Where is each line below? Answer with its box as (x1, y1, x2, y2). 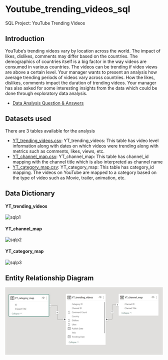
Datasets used (5, 114, 51, 123)
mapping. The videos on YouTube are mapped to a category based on (12, 169, 157, 175)
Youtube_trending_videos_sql (5, 3, 130, 15)
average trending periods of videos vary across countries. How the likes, (5, 74, 155, 80)
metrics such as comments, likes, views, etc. (12, 148, 105, 154)
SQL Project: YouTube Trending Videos (5, 20, 85, 26)
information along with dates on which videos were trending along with (12, 142, 159, 148)
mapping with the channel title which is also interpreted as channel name (12, 158, 163, 164)
